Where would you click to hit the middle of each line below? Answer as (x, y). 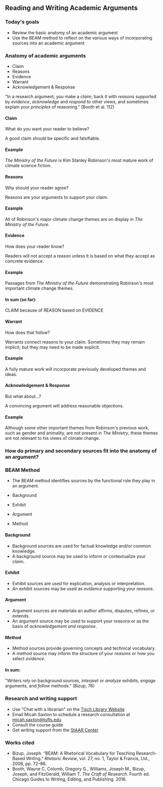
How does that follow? (28, 332)
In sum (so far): (21, 299)
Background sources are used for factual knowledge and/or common (81, 546)
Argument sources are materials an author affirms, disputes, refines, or (83, 611)
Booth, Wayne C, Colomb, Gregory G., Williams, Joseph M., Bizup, (79, 769)
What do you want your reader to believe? (47, 129)
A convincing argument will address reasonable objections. (64, 406)
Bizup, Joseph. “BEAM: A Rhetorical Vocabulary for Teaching (73, 753)
